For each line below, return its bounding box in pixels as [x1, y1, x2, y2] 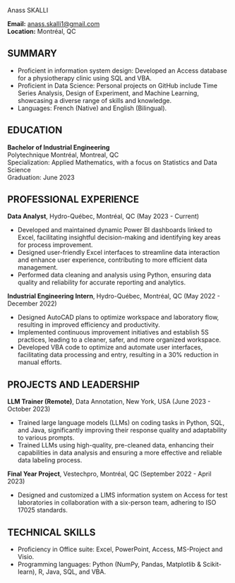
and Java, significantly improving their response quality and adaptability [17, 426, 227, 435]
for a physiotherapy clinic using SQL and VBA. [17, 73, 152, 82]
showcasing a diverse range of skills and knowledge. [17, 96, 171, 104]
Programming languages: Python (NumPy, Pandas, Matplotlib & [17, 560, 201, 569]
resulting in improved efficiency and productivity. [17, 320, 160, 329]
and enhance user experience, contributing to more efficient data [17, 256, 207, 264]
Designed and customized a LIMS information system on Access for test [17, 491, 228, 500]
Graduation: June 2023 [7, 173, 76, 181]
